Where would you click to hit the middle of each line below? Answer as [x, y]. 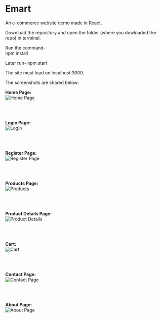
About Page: [18, 304]
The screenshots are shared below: [42, 82]
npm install [17, 53]
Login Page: [18, 122]
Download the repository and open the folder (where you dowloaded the [81, 32]
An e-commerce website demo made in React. [54, 23]
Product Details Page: [29, 213]
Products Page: [22, 183]
